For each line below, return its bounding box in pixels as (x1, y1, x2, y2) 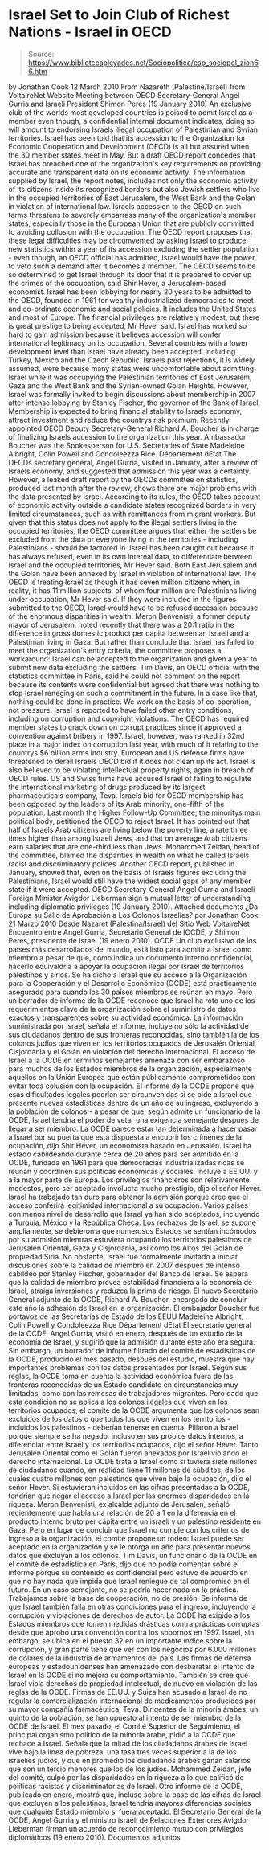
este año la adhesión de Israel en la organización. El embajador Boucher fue (8, 1303, 260, 1312)
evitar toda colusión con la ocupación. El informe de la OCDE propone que (8, 1081, 255, 1091)
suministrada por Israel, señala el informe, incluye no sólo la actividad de (8, 1021, 249, 1030)
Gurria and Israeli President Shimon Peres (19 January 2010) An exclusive (8, 99, 251, 108)
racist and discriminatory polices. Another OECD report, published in (8, 858, 235, 869)
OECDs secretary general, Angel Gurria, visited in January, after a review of (8, 457, 259, 467)
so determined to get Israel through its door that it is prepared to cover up (8, 269, 252, 279)
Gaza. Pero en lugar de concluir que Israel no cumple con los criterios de (8, 1525, 250, 1534)
